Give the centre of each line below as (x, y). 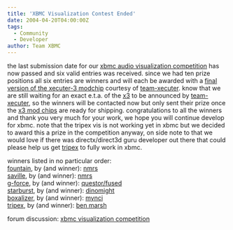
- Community (31, 33)
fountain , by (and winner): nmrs (52, 168)
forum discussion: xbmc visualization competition (79, 219)
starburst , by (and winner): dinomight (61, 190)
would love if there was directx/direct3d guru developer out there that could (116, 140)
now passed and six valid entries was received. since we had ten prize (109, 73)
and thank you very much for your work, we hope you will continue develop (116, 118)
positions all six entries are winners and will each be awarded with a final (112, 80)
